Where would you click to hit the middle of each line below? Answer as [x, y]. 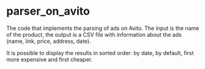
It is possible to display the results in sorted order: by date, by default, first [100, 53]
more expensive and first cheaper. [50, 59]
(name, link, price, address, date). [49, 41]
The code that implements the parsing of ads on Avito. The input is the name [103, 28]
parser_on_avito [48, 11]
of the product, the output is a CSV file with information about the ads [94, 34]
